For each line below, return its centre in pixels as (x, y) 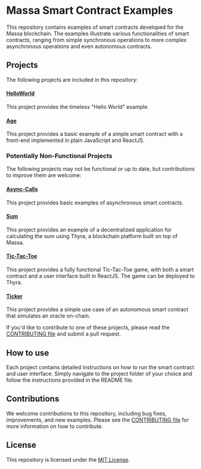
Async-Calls (22, 189)
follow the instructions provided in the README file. (70, 380)
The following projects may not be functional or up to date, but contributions (100, 169)
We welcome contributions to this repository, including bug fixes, (86, 413)
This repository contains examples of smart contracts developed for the (95, 27)
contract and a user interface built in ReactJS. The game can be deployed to (100, 276)
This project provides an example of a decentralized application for (89, 230)
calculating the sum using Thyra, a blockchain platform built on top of (92, 236)
